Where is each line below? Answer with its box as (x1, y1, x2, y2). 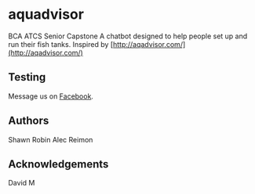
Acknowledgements (8, 157, 109, 171)
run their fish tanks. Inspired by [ (8, 39, 114, 48)
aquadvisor (8, 5, 85, 23)
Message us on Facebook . (8, 92, 94, 101)
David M (8, 178, 35, 188)
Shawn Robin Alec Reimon (8, 135, 93, 144)
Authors (8, 114, 49, 128)
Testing (8, 70, 46, 84)
